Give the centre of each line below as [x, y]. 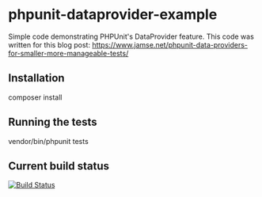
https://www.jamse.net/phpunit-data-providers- [170, 44]
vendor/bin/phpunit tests [48, 141]
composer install [35, 97]
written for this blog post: [49, 44]
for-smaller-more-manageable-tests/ [68, 53]
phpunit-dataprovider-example [113, 15]
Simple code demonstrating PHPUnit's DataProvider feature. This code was [131, 36]
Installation [36, 78]
